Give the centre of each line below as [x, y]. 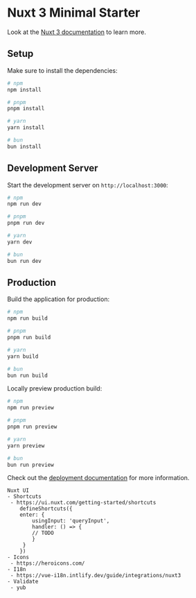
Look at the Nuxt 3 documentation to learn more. [77, 32]
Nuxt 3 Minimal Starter [74, 13]
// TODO [43, 533]
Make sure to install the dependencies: [62, 70]
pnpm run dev [26, 223]
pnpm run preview [32, 427]
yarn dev [20, 242]
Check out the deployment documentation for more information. [98, 478]
